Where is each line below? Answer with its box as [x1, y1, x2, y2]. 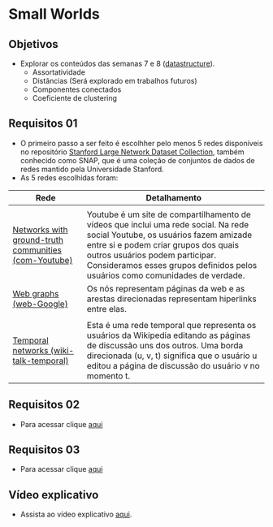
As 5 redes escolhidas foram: [19, 172, 119, 183]
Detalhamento [145, 192, 201, 203]
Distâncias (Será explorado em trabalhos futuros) [32, 76, 197, 85]
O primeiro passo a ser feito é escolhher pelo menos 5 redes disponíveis [19, 138, 263, 148]
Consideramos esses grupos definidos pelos [86, 259, 258, 270]
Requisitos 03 [8, 443, 80, 457]
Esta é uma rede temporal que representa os [86, 319, 257, 330]
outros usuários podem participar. [86, 249, 217, 261]
